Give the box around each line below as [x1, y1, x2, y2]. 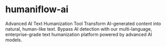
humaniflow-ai [5, 4, 69, 15]
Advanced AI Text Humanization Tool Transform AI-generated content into [5, 20, 161, 27]
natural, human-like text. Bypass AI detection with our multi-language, [5, 26, 152, 32]
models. [5, 37, 22, 43]
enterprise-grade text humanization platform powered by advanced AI [5, 31, 152, 37]
